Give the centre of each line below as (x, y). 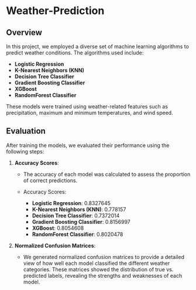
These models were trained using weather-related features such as (87, 106)
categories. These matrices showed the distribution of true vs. (98, 269)
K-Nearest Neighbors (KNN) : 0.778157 (79, 209)
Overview (24, 33)
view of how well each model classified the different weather (97, 263)
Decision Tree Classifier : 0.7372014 (76, 216)
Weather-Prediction (55, 11)
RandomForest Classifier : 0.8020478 (78, 234)
